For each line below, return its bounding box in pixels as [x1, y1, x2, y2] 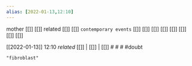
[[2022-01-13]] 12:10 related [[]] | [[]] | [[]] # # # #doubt [6, 43, 143, 50]
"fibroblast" [6, 55, 39, 61]
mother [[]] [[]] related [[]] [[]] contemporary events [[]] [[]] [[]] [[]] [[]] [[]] [6, 25, 187, 32]
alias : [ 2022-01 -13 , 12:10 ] [6, 8, 74, 15]
